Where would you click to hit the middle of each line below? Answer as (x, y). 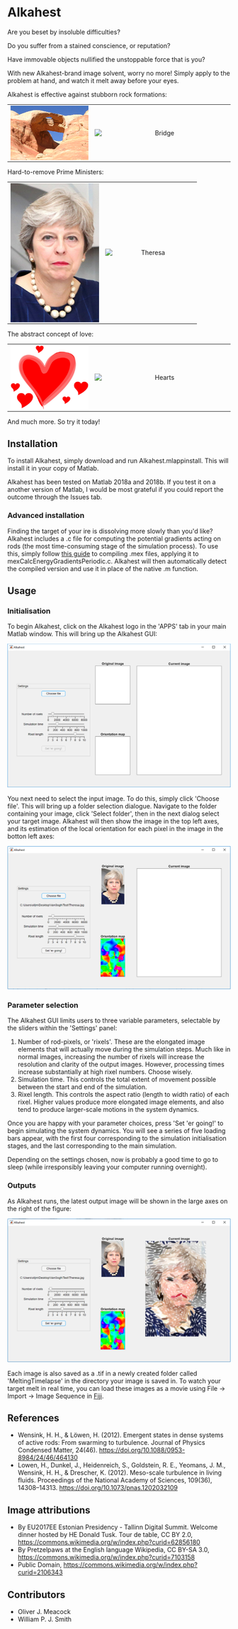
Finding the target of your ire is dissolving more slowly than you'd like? (110, 531)
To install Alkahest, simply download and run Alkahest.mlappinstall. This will (118, 461)
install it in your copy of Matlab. (53, 468)
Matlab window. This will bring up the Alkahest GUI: (83, 634)
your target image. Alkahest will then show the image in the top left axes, (113, 821)
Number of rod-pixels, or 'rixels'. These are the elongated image (111, 1042)
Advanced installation (46, 516)
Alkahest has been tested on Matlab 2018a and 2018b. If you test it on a (112, 482)
